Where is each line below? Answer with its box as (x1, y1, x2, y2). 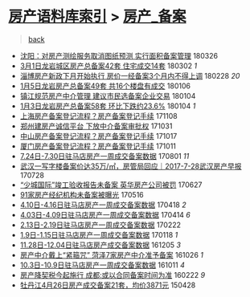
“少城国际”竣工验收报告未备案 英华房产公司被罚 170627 (19, 180, 203, 189)
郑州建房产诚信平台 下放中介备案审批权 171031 (19, 121, 173, 131)
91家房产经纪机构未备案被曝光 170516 (19, 189, 145, 199)
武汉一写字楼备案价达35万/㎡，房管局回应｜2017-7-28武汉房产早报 (19, 161, 242, 171)
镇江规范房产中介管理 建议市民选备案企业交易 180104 (19, 91, 196, 100)
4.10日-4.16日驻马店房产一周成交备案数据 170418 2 (19, 200, 186, 210)
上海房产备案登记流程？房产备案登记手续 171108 (19, 111, 178, 120)
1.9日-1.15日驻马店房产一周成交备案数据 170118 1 (19, 230, 178, 239)
